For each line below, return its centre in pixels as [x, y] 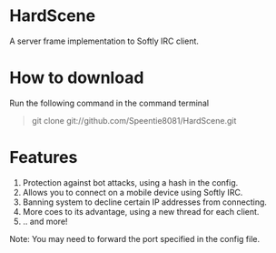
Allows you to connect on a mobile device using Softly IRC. [133, 192]
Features [44, 158]
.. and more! [45, 221]
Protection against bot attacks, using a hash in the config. [130, 182]
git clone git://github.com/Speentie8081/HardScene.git [134, 120]
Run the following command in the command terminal [109, 103]
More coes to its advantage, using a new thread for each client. [141, 211]
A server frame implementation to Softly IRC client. [104, 41]
